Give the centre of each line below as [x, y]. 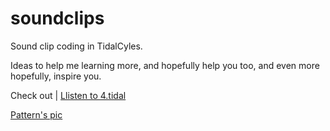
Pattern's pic [36, 114]
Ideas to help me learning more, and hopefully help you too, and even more [165, 65]
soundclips [57, 18]
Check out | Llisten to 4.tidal [68, 95]
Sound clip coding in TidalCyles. [76, 46]
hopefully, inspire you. [56, 76]
